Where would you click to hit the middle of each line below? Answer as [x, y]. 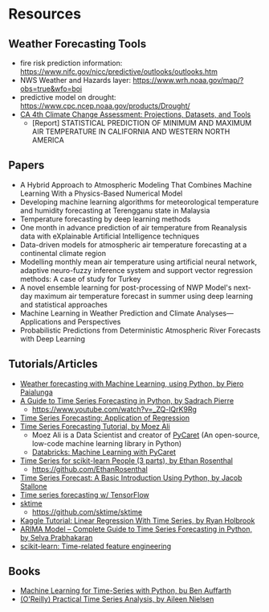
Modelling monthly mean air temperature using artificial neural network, [138, 262]
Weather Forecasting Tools [77, 44]
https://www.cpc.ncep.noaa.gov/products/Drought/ [105, 106]
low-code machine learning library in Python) [107, 443]
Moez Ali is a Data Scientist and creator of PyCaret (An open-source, [146, 435]
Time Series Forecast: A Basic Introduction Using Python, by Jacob [131, 478]
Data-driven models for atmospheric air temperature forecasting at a [133, 244]
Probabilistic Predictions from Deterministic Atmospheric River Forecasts [140, 330]
